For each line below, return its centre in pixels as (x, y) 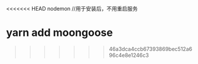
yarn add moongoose (60, 33)
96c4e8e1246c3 (129, 55)
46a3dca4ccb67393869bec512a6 (151, 49)
